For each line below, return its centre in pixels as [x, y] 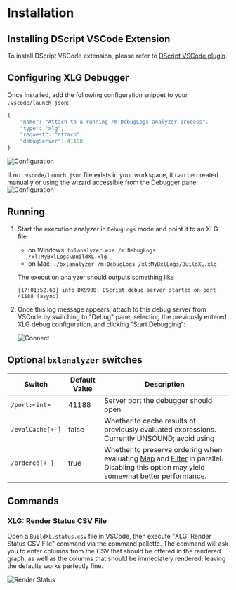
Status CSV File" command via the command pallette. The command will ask [118, 544]
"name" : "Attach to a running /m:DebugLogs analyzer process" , [114, 122]
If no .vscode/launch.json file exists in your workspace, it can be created [113, 175]
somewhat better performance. [156, 476]
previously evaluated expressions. [160, 429]
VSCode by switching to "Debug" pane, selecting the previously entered [122, 316]
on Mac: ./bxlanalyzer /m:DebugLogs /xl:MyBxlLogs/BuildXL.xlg [122, 263]
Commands [33, 501]
